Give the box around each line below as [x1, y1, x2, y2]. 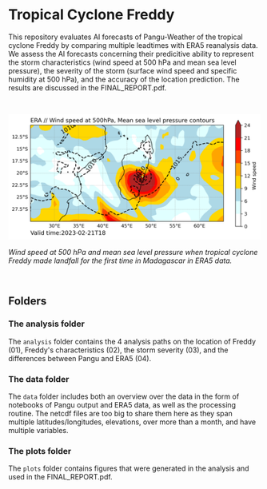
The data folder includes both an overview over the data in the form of [8, 392, 240, 401]
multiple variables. [8, 425, 70, 435]
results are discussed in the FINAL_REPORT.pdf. [8, 82, 167, 93]
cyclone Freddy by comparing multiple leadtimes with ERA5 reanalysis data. [8, 40, 258, 50]
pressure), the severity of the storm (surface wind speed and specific [8, 66, 237, 75]
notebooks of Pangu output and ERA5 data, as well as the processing [8, 400, 237, 409]
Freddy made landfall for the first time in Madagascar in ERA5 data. [8, 256, 233, 265]
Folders [8, 294, 47, 308]
